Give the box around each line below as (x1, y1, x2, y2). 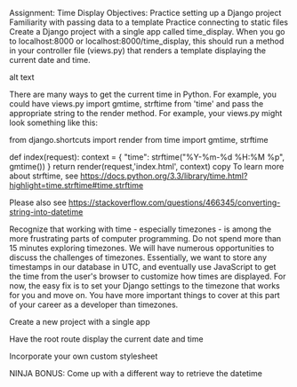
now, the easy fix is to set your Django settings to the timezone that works (9, 280, 280, 291)
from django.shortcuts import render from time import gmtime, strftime (9, 135, 269, 145)
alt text (9, 72, 35, 83)
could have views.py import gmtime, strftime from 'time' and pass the (9, 99, 264, 109)
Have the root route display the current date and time (9, 334, 204, 344)
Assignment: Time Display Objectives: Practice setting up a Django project (9, 8, 282, 18)
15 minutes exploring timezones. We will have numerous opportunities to (9, 243, 275, 253)
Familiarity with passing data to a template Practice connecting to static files (9, 17, 289, 28)
